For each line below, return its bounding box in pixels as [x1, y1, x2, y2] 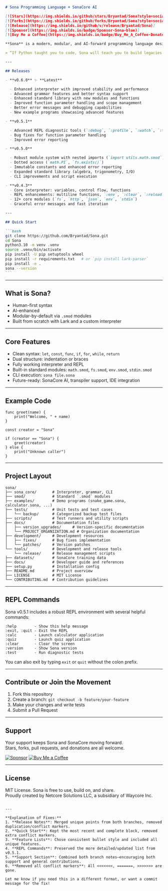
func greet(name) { [5, 409, 46, 415]
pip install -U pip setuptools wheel [5, 252, 84, 257]
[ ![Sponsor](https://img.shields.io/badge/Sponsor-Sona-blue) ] [5, 28, 140, 33]
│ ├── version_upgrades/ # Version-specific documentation [5, 525, 144, 530]
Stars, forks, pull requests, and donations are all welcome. [5, 745, 125, 751]
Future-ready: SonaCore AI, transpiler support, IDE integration [12, 377, 140, 383]
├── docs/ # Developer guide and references [5, 560, 124, 565]
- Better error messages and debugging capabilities [9, 105, 122, 110]
